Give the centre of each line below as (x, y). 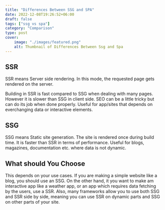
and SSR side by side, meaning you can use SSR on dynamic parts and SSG (83, 197)
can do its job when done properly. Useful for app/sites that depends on (79, 105)
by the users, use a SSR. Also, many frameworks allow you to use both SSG (82, 192)
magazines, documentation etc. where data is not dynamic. (66, 148)
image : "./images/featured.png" (47, 42)
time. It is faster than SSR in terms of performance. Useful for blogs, (75, 143)
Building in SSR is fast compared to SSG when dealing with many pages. (79, 94)
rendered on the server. (29, 84)
